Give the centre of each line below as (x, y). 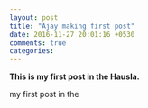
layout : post (34, 18)
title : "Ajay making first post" (72, 26)
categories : (32, 51)
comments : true (38, 43)
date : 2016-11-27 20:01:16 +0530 (72, 34)
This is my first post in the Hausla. (74, 76)
